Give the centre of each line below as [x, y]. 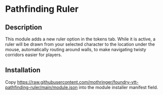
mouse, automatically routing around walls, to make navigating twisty [76, 49]
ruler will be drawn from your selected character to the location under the [80, 44]
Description [24, 27]
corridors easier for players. [33, 55]
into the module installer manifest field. [118, 87]
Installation [23, 70]
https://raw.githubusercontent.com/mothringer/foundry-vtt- [78, 82]
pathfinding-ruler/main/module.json [41, 87]
